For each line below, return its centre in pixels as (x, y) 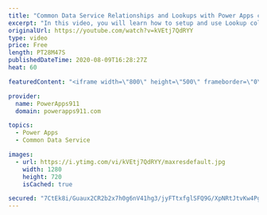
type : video (28, 38)
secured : (23, 199)
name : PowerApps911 (48, 104)
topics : (21, 125)
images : (21, 154)
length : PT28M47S (37, 53)
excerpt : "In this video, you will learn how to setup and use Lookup (128, 23)
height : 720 (42, 177)
